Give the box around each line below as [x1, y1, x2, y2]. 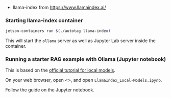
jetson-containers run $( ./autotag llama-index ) [5, 28, 111, 34]
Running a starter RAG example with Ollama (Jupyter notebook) [5, 56, 166, 63]
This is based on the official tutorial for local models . [5, 67, 116, 73]
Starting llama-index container [5, 17, 83, 24]
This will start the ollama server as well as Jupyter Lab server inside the [5, 38, 156, 44]
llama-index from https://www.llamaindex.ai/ [12, 5, 106, 10]
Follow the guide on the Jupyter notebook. [5, 87, 94, 93]
